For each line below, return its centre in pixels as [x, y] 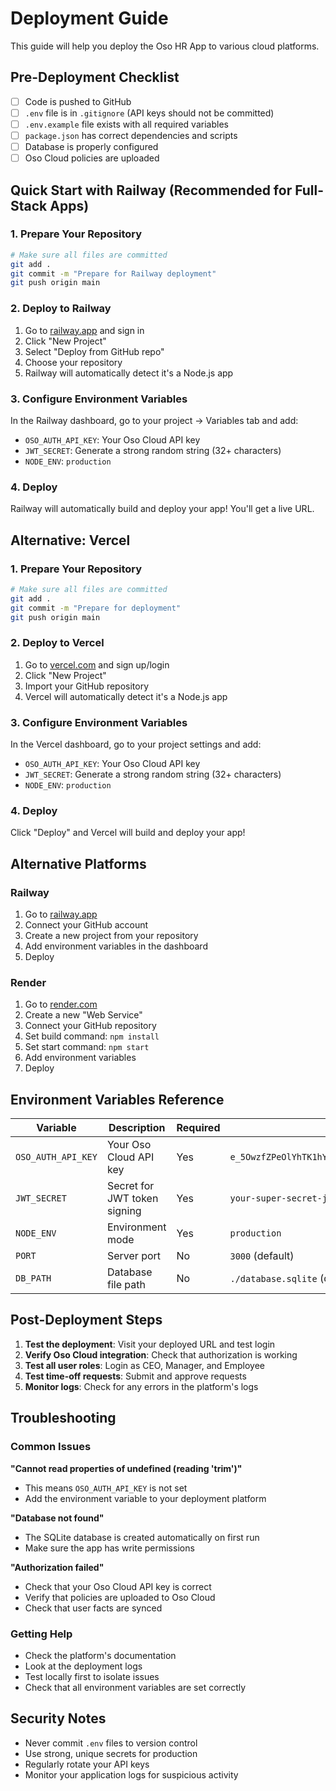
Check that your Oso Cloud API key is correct [118, 1586]
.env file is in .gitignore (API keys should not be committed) [149, 113]
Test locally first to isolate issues [92, 1676]
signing [124, 1211]
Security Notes [58, 1718]
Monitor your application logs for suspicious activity [131, 1774]
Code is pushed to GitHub [78, 101]
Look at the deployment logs [83, 1666]
